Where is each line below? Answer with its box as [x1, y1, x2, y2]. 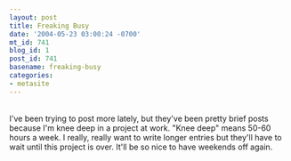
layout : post [9, 12, 58, 22]
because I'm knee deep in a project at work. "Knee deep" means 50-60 [9, 122, 271, 133]
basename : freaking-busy [9, 63, 101, 72]
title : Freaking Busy [9, 21, 90, 30]
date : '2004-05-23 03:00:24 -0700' [9, 29, 141, 38]
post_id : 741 [9, 54, 58, 63]
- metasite [9, 79, 50, 88]
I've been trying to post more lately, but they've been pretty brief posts [9, 113, 269, 124]
